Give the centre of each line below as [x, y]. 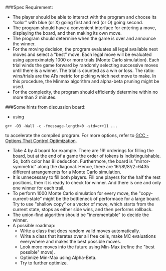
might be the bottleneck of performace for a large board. [102, 199]
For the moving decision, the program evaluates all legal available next [85, 49]
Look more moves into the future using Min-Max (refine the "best [87, 247]
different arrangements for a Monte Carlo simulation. [67, 172]
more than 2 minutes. [34, 97]
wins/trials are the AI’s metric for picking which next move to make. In [84, 76]
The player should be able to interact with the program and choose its [85, 17]
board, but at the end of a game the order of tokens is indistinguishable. [87, 156]
